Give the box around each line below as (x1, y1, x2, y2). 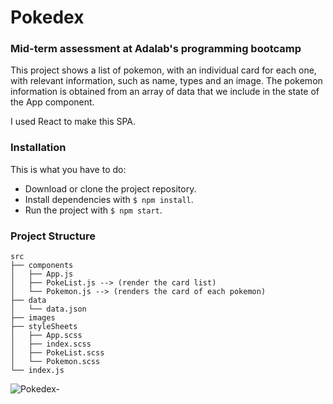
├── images (10, 313, 56, 323)
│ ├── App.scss (10, 331, 83, 341)
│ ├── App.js (10, 269, 74, 280)
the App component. (10, 96, 95, 108)
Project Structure (10, 229, 96, 243)
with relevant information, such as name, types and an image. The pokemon (10, 75, 323, 87)
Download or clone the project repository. (24, 182, 197, 195)
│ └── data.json (10, 304, 87, 315)
